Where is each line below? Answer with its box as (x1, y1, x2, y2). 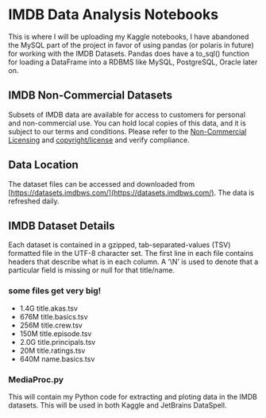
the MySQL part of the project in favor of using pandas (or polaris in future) (8, 40, 254, 49)
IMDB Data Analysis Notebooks (8, 6, 219, 24)
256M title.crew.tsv (19, 320, 83, 330)
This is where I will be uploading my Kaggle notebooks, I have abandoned (8, 32, 249, 41)
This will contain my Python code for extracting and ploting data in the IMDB (8, 392, 258, 401)
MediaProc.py (8, 373, 64, 385)
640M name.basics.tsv (19, 354, 95, 363)
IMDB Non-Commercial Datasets (8, 89, 173, 103)
